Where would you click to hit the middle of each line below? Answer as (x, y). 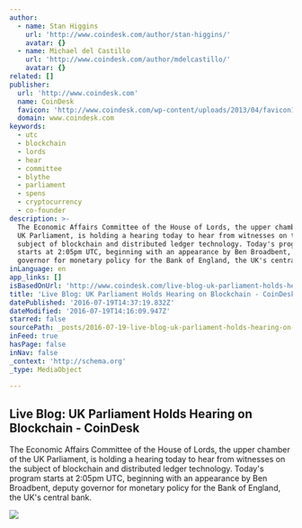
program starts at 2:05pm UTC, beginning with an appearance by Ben (138, 478)
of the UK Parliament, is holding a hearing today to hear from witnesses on (147, 460)
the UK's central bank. (51, 497)
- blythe (34, 177)
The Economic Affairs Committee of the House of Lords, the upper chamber (150, 450)
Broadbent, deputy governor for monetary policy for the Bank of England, (145, 488)
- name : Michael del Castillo (74, 51)
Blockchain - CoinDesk (75, 428)
